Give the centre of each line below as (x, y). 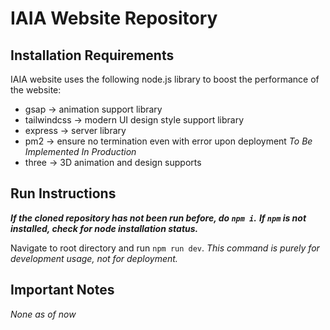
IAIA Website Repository (114, 18)
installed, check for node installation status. (104, 228)
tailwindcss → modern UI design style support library (134, 120)
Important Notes (62, 290)
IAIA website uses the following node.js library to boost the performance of (165, 79)
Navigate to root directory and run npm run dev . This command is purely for (165, 248)
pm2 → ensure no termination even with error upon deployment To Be (168, 141)
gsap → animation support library (93, 109)
